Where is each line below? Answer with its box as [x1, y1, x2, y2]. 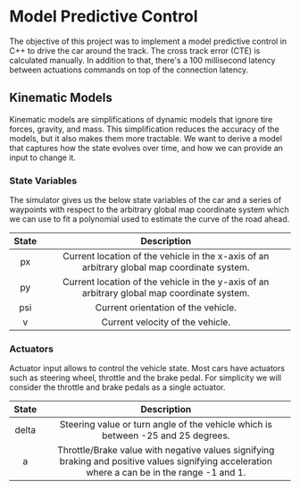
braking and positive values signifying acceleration [59, 455, 272, 468]
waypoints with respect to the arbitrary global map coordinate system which [9, 204, 290, 215]
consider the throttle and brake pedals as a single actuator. [9, 382, 226, 393]
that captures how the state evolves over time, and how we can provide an [9, 142, 284, 153]
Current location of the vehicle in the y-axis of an [62, 275, 270, 288]
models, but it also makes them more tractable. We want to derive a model [9, 132, 283, 144]
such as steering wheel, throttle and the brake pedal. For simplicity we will [9, 373, 282, 384]
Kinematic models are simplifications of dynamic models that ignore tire [9, 114, 273, 124]
